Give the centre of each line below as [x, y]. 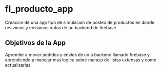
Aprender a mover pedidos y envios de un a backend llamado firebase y [78, 54]
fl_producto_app [39, 9]
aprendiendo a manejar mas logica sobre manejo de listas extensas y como [81, 60]
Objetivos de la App [35, 43]
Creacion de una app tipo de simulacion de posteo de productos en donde [80, 22]
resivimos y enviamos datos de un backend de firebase [60, 27]
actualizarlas [18, 65]
